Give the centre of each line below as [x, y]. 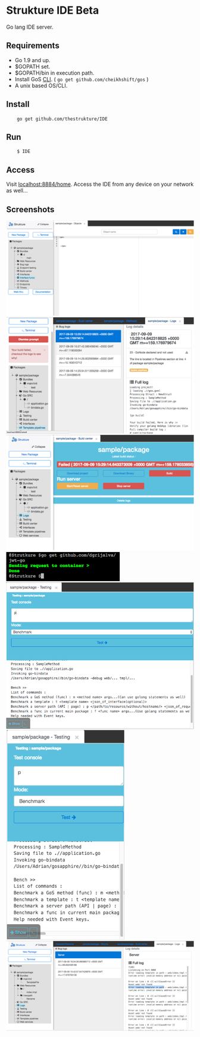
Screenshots [30, 209]
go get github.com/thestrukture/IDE [62, 119]
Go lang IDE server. [30, 27]
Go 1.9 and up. [32, 60]
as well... [17, 191]
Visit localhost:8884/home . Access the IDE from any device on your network [100, 184]
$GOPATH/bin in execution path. [54, 73]
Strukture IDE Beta [53, 10]
